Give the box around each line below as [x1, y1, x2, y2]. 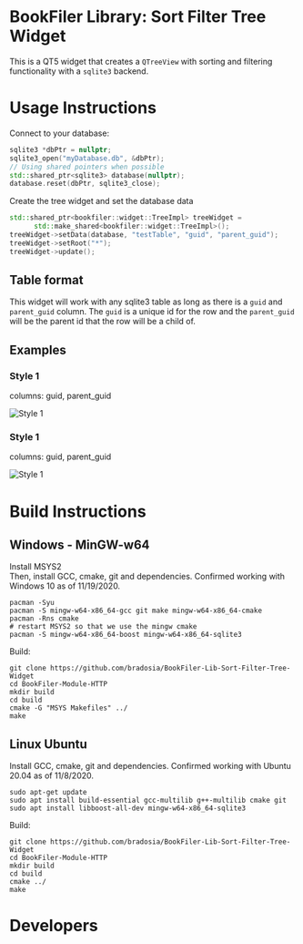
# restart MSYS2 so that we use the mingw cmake [9, 622, 197, 631]
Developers [9, 916, 98, 936]
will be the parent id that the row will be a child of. [9, 316, 196, 327]
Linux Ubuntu [9, 736, 88, 752]
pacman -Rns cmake [9, 614, 79, 623]
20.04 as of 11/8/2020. [9, 770, 94, 781]
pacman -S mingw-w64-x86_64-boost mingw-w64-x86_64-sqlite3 [9, 631, 243, 640]
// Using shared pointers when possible [9, 162, 166, 171]
